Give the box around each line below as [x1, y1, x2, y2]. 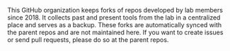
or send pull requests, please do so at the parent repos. [7, 36, 169, 44]
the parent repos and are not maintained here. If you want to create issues [7, 28, 224, 36]
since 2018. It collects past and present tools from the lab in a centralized [7, 13, 221, 22]
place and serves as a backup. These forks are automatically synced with [7, 21, 222, 29]
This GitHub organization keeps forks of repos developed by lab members [7, 6, 223, 14]
